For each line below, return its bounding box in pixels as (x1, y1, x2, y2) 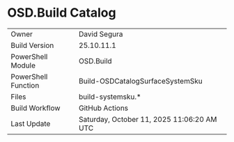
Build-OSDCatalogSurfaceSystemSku (79, 76, 203, 86)
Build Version (10, 40, 54, 50)
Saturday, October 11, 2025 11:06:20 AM (79, 114, 217, 124)
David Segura (79, 29, 123, 39)
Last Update (10, 118, 51, 128)
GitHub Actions (79, 103, 129, 113)
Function (10, 80, 40, 90)
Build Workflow (10, 103, 61, 113)
